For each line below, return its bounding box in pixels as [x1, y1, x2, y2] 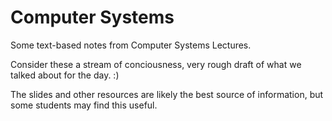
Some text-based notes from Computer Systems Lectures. [10, 39, 252, 51]
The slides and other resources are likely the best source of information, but [10, 88, 324, 100]
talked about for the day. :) [10, 69, 120, 81]
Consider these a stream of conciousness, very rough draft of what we [10, 58, 302, 70]
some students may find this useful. [10, 99, 158, 111]
